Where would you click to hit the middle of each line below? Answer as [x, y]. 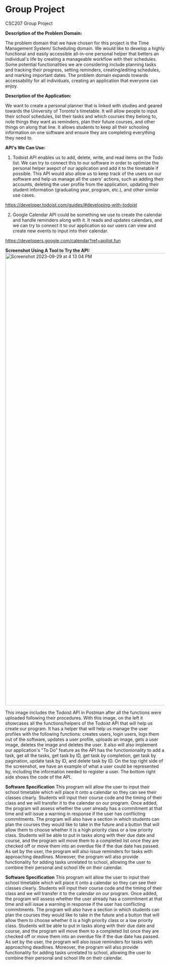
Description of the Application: [38, 96]
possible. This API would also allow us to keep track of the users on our [87, 174]
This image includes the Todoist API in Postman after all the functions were [83, 712]
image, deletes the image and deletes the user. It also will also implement [81, 744]
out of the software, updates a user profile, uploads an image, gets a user [82, 739]
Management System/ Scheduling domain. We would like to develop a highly [85, 48]
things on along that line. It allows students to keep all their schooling [77, 127]
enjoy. [12, 86]
